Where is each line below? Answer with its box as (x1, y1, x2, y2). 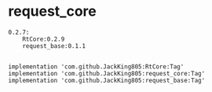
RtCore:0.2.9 (22, 35, 65, 43)
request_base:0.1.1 (22, 42, 86, 50)
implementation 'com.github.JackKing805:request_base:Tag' (8, 76, 206, 84)
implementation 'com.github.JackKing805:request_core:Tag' (8, 69, 206, 77)
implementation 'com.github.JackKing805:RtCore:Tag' (8, 62, 185, 71)
